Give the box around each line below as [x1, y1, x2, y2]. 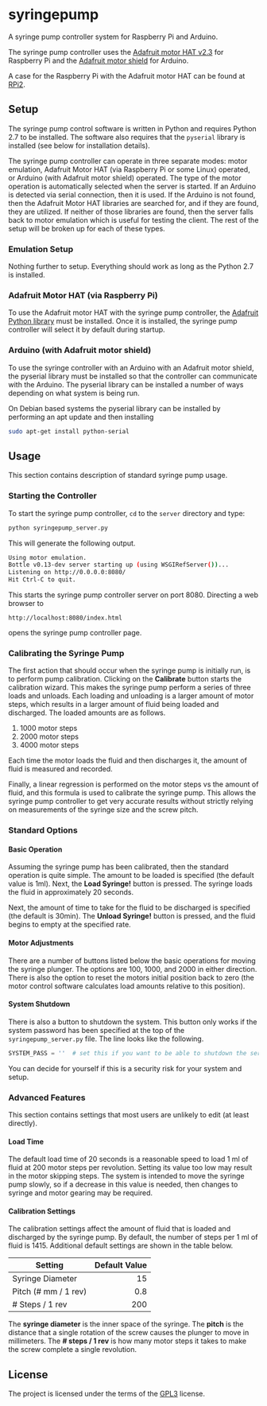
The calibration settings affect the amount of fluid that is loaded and [8, 1224, 231, 1233]
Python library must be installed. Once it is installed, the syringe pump [8, 317, 238, 326]
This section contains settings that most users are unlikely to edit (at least [8, 1110, 250, 1119]
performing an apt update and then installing [8, 412, 154, 421]
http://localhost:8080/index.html [8, 614, 123, 622]
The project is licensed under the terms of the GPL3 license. [8, 1389, 205, 1399]
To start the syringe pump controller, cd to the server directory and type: [8, 508, 246, 518]
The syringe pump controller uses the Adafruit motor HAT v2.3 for [8, 47, 224, 56]
